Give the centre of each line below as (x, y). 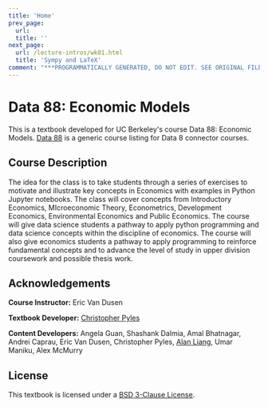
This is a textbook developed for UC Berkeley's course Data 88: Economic (130, 129)
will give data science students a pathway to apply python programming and (134, 224)
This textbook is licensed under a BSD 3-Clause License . (102, 395)
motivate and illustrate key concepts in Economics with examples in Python (132, 190)
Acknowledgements (59, 283)
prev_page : (26, 23)
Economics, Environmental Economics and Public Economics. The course (129, 215)
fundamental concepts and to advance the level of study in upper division (129, 250)
